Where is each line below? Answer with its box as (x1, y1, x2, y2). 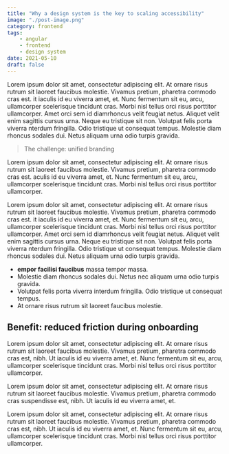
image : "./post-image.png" (7, 17, 85, 23)
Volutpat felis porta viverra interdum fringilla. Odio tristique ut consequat (17, 287, 223, 295)
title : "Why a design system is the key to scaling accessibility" (7, 10, 205, 17)
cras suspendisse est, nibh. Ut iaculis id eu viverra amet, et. (7, 397, 176, 405)
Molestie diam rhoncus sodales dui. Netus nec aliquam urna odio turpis (17, 272, 219, 281)
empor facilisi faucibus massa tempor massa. (17, 265, 149, 273)
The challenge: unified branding (23, 144, 115, 153)
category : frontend (7, 23, 63, 30)
